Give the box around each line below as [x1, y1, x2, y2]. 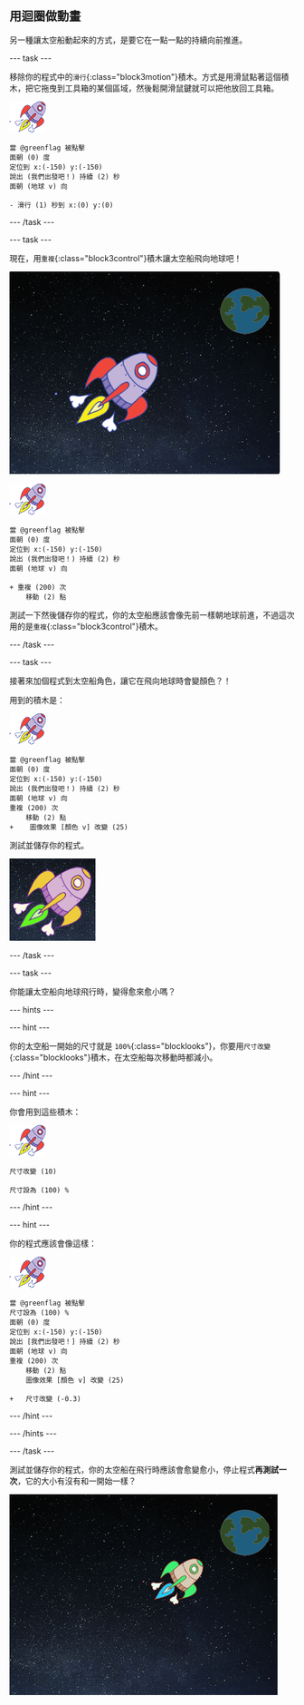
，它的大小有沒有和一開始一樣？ [17, 1475, 137, 1486]
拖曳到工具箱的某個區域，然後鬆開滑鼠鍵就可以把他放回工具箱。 [40, 83, 279, 93]
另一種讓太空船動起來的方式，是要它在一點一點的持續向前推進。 [9, 34, 247, 45]
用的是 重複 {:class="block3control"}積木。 [9, 621, 163, 632]
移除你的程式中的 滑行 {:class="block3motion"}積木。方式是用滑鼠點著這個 [9, 71, 282, 82]
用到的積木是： [9, 694, 65, 705]
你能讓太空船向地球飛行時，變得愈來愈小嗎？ [9, 985, 176, 996]
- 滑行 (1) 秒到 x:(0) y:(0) [9, 201, 114, 210]
